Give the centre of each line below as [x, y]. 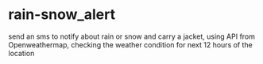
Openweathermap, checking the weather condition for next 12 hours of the [130, 44]
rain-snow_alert [62, 15]
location [21, 53]
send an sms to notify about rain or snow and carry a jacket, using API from [132, 36]
